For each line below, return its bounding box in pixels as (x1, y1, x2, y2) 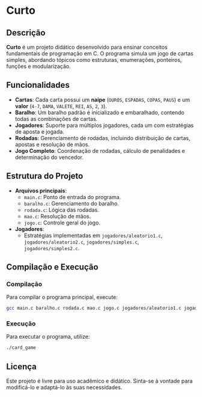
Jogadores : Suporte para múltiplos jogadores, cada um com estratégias (14, 122, 194, 129)
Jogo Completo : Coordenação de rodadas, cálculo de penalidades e (14, 147, 185, 154)
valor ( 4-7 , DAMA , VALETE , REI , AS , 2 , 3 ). (14, 102, 107, 109)
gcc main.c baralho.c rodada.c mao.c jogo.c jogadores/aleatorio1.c (6, 305, 182, 312)
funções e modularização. (6, 63, 71, 70)
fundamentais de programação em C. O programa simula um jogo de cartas (6, 50, 194, 57)
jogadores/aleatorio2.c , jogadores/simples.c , (23, 238, 139, 245)
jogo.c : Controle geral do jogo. (23, 219, 100, 226)
